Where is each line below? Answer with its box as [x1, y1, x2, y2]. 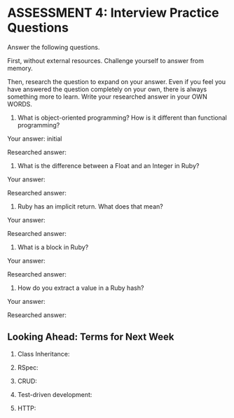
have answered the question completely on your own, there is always [7, 85, 207, 93]
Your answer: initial [7, 134, 62, 143]
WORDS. [7, 99, 33, 108]
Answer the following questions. [7, 43, 100, 51]
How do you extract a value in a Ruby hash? [17, 284, 144, 292]
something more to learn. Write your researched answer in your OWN [7, 92, 208, 101]
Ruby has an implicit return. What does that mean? [17, 202, 163, 211]
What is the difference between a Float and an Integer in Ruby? [17, 161, 200, 169]
